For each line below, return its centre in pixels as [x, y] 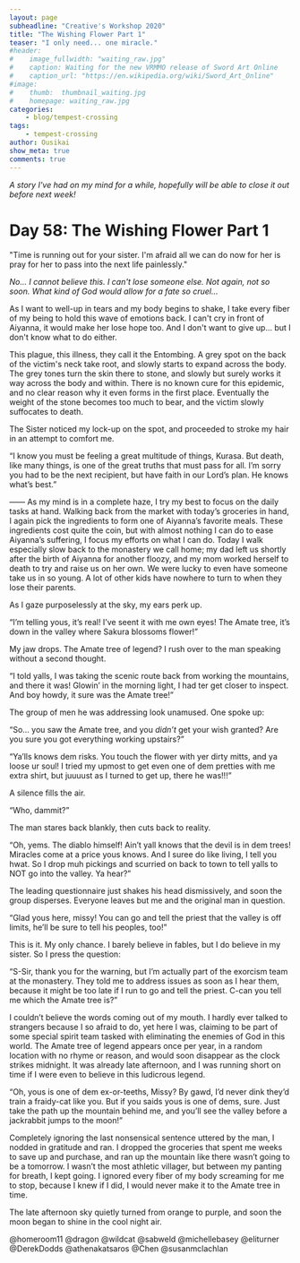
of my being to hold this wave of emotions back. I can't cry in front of [137, 318]
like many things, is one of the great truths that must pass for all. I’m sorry [146, 466]
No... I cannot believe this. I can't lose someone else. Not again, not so [140, 282]
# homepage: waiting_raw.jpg [69, 101]
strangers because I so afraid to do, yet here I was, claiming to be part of [144, 1027]
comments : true [38, 159]
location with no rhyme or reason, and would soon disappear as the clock [145, 1056]
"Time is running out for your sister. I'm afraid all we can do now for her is [145, 255]
